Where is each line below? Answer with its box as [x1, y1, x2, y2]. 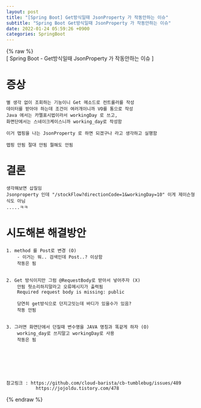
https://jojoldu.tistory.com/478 [35, 385, 119, 391]
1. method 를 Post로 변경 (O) [6, 247, 77, 253]
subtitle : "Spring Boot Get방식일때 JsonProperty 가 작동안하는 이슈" [6, 20, 172, 26]
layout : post [6, 8, 39, 15]
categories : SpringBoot [6, 31, 66, 37]
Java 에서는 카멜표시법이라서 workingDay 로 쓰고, [6, 113, 118, 119]
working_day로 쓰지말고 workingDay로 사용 [17, 330, 115, 336]
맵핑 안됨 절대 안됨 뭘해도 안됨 [6, 142, 74, 148]
